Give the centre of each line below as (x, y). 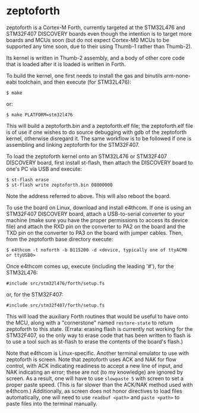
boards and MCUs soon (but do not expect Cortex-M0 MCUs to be (88, 40)
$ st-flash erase (28, 179)
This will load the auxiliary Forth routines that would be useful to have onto (97, 316)
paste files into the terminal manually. (52, 403)
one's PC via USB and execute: (44, 169)
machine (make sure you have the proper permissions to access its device (97, 220)
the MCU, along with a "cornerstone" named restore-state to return (90, 323)
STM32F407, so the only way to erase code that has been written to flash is (99, 335)
